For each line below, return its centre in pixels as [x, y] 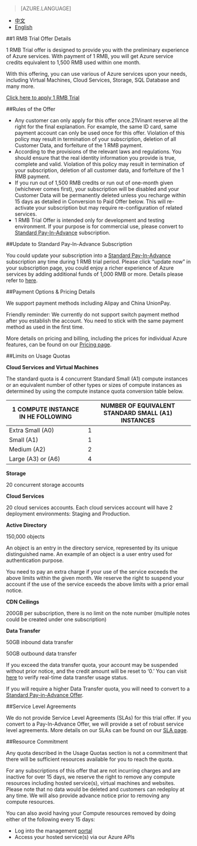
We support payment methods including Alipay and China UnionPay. [89, 303]
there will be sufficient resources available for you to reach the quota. [90, 759]
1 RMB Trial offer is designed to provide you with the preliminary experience [98, 50]
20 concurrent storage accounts [45, 485]
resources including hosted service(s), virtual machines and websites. [91, 783]
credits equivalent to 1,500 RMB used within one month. [73, 62]
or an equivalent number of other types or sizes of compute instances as [94, 385]
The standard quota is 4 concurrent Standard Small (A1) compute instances [97, 379]
